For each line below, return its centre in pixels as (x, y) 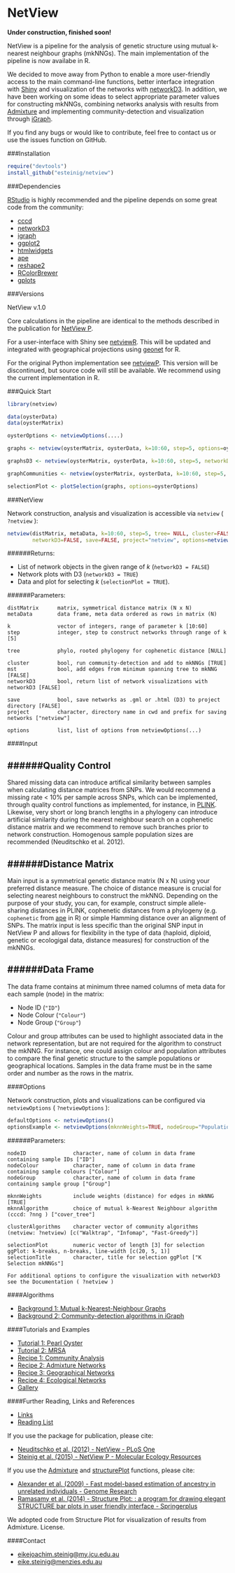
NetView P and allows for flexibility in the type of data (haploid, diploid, (109, 933)
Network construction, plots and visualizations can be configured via (106, 1100)
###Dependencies (34, 186)
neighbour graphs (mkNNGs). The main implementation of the (120, 53)
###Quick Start (29, 391)
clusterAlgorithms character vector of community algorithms (103, 1227)
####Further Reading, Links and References (71, 1401)
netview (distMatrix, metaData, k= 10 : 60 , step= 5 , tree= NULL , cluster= (112, 533)
